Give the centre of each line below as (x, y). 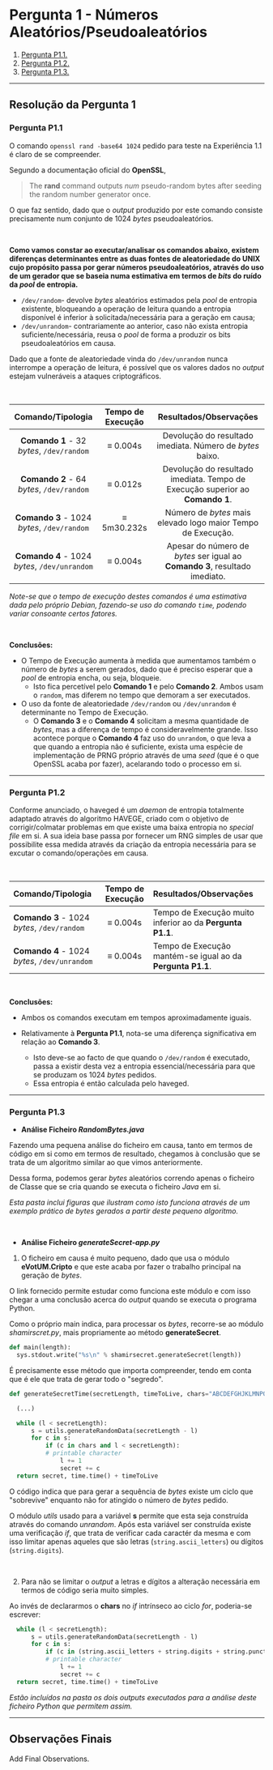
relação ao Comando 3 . (60, 1042)
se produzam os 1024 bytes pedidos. (95, 1074)
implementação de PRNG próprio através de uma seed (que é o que (146, 755)
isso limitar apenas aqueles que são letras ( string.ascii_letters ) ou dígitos (136, 1542)
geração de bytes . (51, 1275)
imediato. (208, 576)
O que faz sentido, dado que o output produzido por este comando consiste (136, 210)
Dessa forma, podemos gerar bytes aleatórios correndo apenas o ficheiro (132, 1178)
